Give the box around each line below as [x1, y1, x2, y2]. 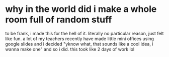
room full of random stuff [5, 14, 112, 25]
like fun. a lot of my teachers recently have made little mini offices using [5, 36, 154, 42]
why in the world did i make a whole [5, 3, 157, 15]
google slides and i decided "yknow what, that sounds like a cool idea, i [5, 41, 153, 47]
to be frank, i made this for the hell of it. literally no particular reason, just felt [5, 30, 164, 36]
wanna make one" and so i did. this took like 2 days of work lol [5, 46, 135, 52]
